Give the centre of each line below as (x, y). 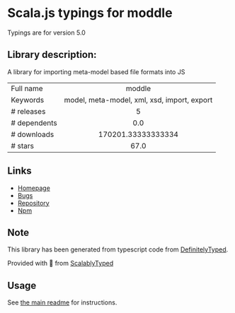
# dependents (34, 123)
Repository (33, 203)
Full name (27, 88)
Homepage (34, 188)
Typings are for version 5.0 (47, 33)
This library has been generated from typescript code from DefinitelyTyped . (118, 249)
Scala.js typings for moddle (90, 13)
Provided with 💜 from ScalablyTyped (61, 264)
